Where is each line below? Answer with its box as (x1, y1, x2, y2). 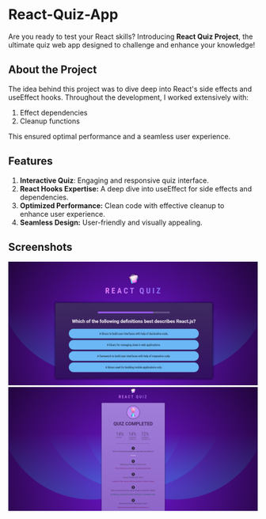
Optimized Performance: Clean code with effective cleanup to (19, 200, 225, 210)
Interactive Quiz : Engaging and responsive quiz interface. (19, 176, 210, 185)
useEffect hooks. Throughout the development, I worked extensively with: (8, 93, 249, 102)
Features (8, 154, 53, 168)
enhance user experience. (19, 209, 105, 218)
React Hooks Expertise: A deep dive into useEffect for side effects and (19, 184, 252, 193)
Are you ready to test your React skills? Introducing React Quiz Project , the (8, 32, 253, 41)
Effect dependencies (19, 108, 88, 117)
